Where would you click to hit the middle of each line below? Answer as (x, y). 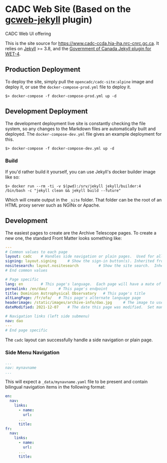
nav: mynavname (21, 368)
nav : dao (14, 321)
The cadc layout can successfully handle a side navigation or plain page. (79, 340)
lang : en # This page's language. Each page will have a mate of (83, 284)
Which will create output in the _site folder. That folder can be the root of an (83, 200)
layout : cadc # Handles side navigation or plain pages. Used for (80, 256)
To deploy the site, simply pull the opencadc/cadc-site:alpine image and (79, 81)
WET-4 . (13, 54)
